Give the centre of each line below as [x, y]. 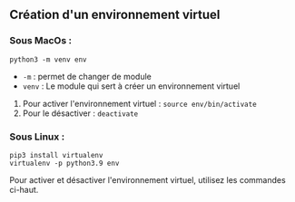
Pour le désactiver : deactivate [80, 113]
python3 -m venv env [49, 59]
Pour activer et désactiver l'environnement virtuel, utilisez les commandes [147, 179]
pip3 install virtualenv [56, 155]
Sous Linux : [37, 137]
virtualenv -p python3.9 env [64, 163]
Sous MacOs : [41, 41]
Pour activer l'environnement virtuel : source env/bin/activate [139, 103]
